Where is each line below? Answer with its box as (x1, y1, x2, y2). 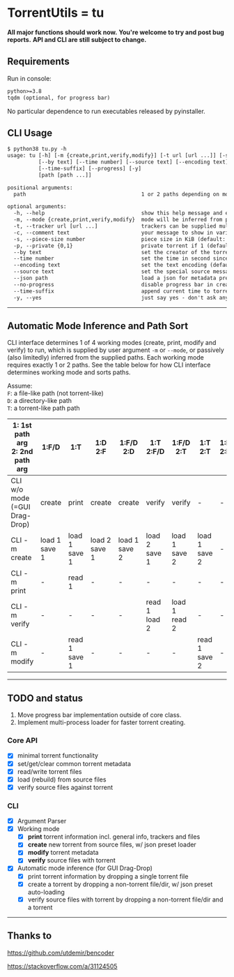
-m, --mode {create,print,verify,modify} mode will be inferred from (13, 216, 223, 223)
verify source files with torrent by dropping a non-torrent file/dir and (27, 895, 224, 904)
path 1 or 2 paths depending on (13, 191, 219, 198)
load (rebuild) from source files (17, 775, 107, 784)
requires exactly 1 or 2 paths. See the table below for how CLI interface (7, 361, 211, 369)
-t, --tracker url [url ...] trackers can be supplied (13, 223, 217, 230)
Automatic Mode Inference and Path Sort (7, 320, 189, 332)
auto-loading (27, 888, 65, 896)
